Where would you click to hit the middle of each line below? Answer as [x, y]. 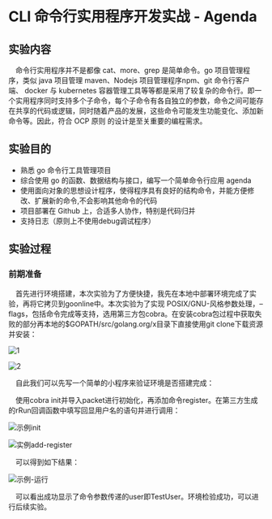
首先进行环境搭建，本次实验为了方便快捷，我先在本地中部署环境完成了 [132, 293]
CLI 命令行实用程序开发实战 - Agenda [133, 17]
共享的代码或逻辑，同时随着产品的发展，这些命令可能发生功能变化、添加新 [139, 111]
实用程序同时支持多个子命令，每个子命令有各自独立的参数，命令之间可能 [136, 101]
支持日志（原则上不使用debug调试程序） [87, 221]
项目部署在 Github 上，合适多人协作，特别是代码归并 [108, 210]
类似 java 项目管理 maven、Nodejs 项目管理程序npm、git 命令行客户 [136, 80]
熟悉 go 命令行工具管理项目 [66, 170]
